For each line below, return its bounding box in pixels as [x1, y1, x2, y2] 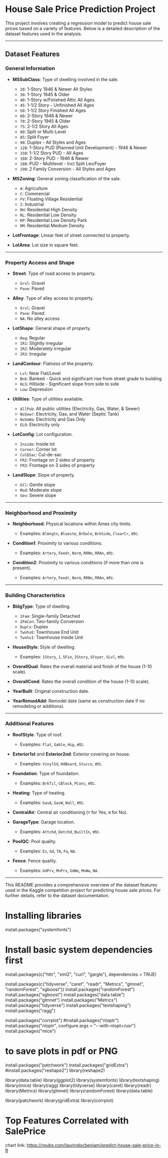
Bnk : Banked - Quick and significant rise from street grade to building [19, 375, 162, 381]
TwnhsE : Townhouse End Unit [19, 629, 79, 635]
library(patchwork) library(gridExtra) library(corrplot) [5, 1097, 114, 1103]
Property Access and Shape [5, 259, 75, 266]
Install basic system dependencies [5, 944, 153, 955]
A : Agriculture [19, 185, 48, 191]
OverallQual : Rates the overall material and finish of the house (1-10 [12, 663, 152, 669]
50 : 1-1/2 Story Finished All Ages [19, 107, 86, 113]
